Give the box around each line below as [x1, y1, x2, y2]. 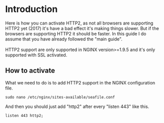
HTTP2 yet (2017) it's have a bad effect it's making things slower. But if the [5, 25, 159, 31]
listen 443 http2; [5, 113, 43, 118]
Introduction [5, 3, 58, 15]
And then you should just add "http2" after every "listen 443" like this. [5, 103, 149, 109]
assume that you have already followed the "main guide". [5, 36, 122, 42]
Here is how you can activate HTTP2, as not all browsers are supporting [5, 20, 153, 26]
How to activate [5, 66, 55, 75]
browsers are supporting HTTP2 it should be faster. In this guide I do [5, 30, 146, 36]
